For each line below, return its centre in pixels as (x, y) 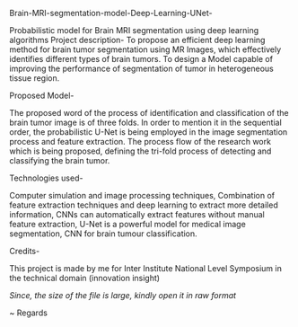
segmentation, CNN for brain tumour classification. (103, 234)
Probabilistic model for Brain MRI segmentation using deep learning (134, 30)
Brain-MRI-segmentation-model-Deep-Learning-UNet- (111, 13)
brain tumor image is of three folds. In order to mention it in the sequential (146, 122)
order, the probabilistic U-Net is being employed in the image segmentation (149, 132)
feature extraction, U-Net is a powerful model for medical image (128, 224)
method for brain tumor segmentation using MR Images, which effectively (145, 49)
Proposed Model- (42, 95)
